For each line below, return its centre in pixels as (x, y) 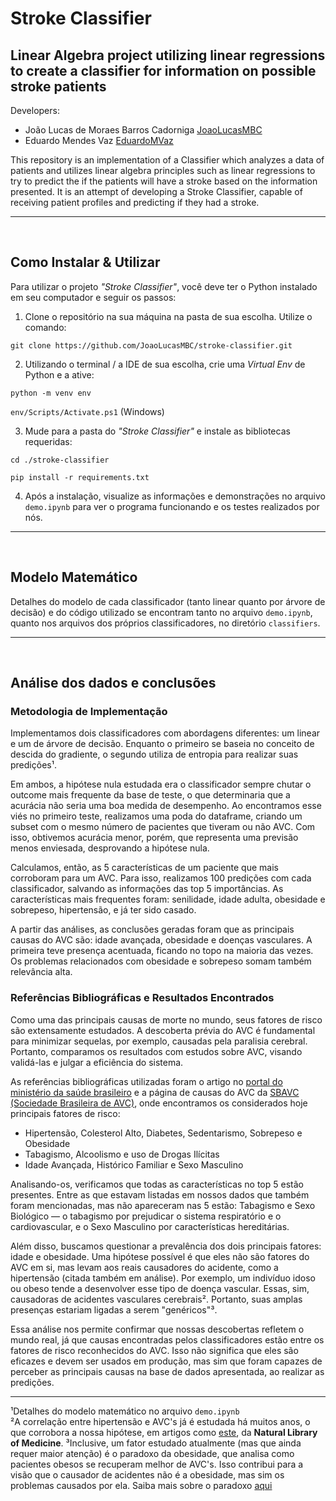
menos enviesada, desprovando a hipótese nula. (110, 848)
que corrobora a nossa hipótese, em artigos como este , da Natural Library (164, 1432)
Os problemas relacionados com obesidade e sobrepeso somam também (161, 961)
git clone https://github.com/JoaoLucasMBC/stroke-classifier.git (151, 345)
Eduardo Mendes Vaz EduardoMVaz (99, 140)
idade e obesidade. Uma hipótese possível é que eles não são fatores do (160, 1256)
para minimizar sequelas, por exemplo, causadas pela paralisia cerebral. (159, 1041)
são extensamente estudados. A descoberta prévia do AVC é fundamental (163, 1030)
